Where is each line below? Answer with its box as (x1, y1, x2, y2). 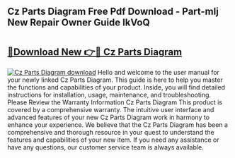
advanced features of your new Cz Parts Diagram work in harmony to (7, 113, 210, 121)
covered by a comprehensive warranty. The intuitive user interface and (7, 106, 214, 114)
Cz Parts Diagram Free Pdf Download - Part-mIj (7, 6, 219, 18)
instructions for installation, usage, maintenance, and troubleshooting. (7, 91, 211, 99)
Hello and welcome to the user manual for (97, 68, 219, 76)
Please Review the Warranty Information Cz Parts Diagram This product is (7, 98, 223, 107)
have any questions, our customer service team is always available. (7, 143, 204, 151)
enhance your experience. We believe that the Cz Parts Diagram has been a (7, 121, 229, 129)
